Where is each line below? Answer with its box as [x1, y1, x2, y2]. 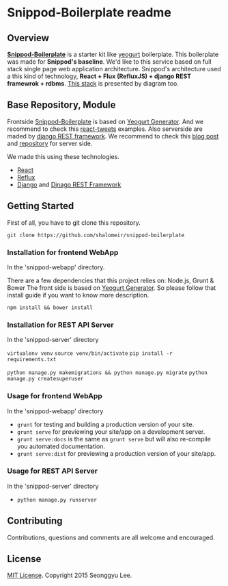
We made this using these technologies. [7, 152, 119, 160]
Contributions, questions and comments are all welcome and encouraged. [7, 533, 215, 541]
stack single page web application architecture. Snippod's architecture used [7, 65, 222, 73]
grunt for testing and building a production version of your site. [16, 420, 195, 428]
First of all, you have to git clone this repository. [7, 218, 141, 227]
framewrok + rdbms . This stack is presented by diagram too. [7, 80, 179, 87]
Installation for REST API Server [7, 320, 114, 330]
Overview [7, 32, 50, 44]
